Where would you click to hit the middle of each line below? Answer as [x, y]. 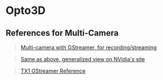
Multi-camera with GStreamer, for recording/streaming [88, 47]
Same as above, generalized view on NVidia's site [83, 59]
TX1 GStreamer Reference [53, 71]
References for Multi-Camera [62, 33]
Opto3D [26, 11]
